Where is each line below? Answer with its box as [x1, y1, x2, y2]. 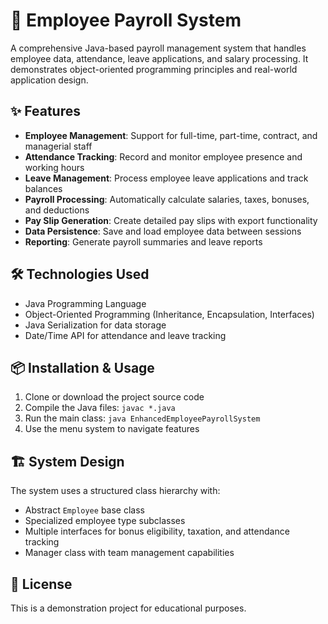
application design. [10, 74, 89, 86]
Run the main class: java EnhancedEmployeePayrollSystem [24, 412, 261, 424]
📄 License [10, 575, 73, 593]
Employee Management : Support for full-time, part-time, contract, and [24, 129, 318, 141]
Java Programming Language [24, 297, 147, 309]
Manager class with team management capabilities [24, 547, 235, 559]
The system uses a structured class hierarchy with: [10, 485, 221, 497]
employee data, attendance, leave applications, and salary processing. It [10, 52, 309, 64]
